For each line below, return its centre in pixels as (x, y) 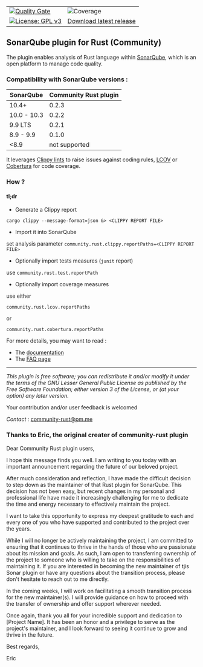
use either (19, 296)
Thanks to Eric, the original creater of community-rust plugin (97, 435)
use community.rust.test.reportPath (52, 273)
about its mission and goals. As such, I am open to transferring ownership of (101, 553)
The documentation (40, 353)
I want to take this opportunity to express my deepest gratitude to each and (100, 515)
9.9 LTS (20, 125)
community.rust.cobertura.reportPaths (55, 330)
